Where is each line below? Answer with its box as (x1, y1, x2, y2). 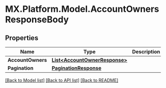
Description (132, 48, 161, 55)
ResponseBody (5, 14, 69, 25)
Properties (5, 34, 39, 42)
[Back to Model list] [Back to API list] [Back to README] (5, 78, 119, 83)
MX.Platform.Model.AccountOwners (5, 3, 160, 15)
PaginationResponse (51, 65, 102, 71)
